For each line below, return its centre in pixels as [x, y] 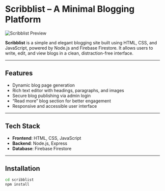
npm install [17, 185]
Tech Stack [23, 126]
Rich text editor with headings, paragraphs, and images [68, 90]
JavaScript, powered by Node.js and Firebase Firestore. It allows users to [79, 48]
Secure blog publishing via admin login [51, 95]
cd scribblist [20, 180]
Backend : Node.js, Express [40, 143]
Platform [23, 19]
